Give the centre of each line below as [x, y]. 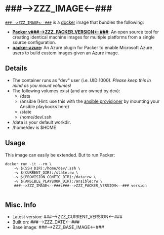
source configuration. [34, 42]
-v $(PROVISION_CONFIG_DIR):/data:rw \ [55, 177]
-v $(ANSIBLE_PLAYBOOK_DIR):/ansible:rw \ [58, 181]
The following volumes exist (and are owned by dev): [66, 91]
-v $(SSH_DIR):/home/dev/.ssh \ [47, 168]
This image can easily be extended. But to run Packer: [60, 155]
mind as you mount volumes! [42, 85]
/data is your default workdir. [41, 122]
